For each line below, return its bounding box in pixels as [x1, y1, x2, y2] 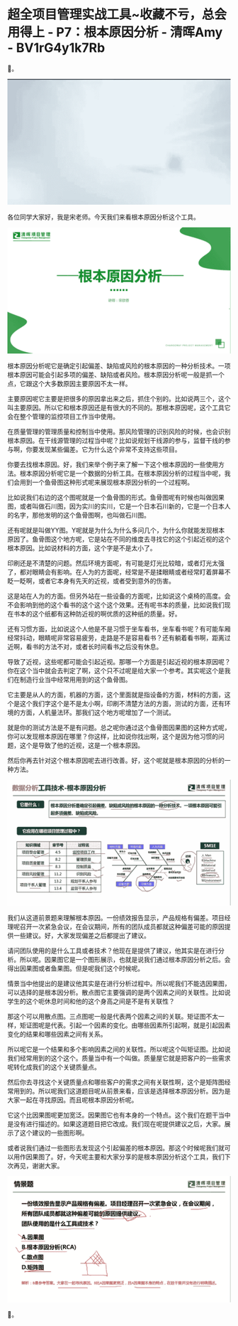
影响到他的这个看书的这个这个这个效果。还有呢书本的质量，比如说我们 [19, 600, 225, 609]
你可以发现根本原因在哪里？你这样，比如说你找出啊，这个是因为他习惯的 [7, 732, 218, 740]
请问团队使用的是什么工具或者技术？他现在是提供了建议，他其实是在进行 [7, 946, 218, 955]
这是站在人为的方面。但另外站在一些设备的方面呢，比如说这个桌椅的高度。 [7, 592, 225, 600]
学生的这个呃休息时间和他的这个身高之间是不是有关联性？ [7, 997, 175, 1006]
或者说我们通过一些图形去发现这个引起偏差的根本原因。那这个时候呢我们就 [7, 1144, 225, 1153]
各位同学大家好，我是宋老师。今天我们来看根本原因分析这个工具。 [7, 213, 200, 221]
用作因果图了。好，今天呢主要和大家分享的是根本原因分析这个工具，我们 [13, 1153, 225, 1161]
